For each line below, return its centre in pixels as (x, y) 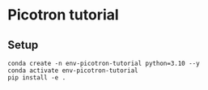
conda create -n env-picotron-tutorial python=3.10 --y (104, 63)
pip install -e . (37, 78)
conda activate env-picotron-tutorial (73, 71)
